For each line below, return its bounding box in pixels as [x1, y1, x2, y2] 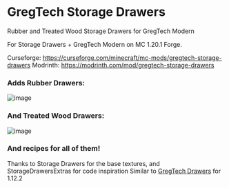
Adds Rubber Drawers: [7, 78, 85, 87]
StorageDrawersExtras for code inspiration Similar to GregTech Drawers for [7, 167, 221, 175]
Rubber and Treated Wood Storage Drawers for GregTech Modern [7, 27, 195, 35]
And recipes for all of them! [7, 144, 101, 154]
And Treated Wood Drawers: [7, 111, 105, 121]
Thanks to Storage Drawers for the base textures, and [7, 159, 160, 167]
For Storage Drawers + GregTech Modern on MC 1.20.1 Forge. [7, 40, 183, 48]
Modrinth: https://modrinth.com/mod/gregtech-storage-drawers [32, 61, 215, 69]
